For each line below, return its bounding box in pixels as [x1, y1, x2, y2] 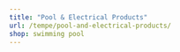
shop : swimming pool [9, 29, 86, 38]
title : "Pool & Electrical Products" [9, 12, 148, 22]
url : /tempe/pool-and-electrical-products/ [9, 21, 172, 30]
